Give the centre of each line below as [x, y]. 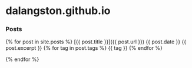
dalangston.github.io [58, 11]
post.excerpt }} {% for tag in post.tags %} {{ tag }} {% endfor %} [84, 48]
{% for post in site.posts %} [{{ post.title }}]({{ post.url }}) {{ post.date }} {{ [96, 42]
